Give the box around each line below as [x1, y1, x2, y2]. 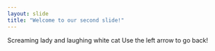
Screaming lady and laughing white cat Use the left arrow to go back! [7, 36, 209, 44]
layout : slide [7, 10, 49, 17]
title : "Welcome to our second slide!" [7, 17, 125, 24]
